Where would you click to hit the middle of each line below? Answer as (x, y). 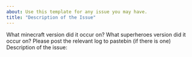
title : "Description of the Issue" (51, 17)
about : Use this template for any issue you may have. (77, 12)
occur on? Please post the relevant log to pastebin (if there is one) (89, 41)
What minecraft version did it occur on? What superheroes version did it (96, 34)
